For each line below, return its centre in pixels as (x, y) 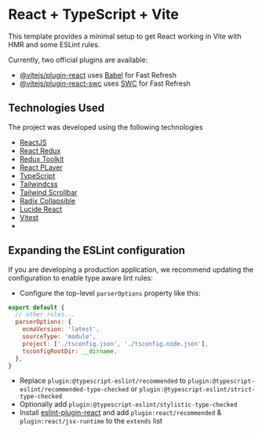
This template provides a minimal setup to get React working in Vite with (125, 36)
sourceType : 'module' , (59, 337)
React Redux (40, 150)
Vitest (29, 217)
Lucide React (41, 209)
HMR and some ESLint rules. (54, 44)
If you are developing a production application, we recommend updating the (131, 270)
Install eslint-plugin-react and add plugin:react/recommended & (120, 413)
